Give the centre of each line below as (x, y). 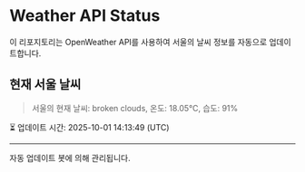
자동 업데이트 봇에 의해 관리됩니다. (70, 158)
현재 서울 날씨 (45, 85)
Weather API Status (85, 16)
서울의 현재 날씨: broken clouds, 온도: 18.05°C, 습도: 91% (135, 108)
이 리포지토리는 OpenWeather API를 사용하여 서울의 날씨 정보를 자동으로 (138, 42)
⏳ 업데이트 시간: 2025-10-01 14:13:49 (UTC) (89, 127)
